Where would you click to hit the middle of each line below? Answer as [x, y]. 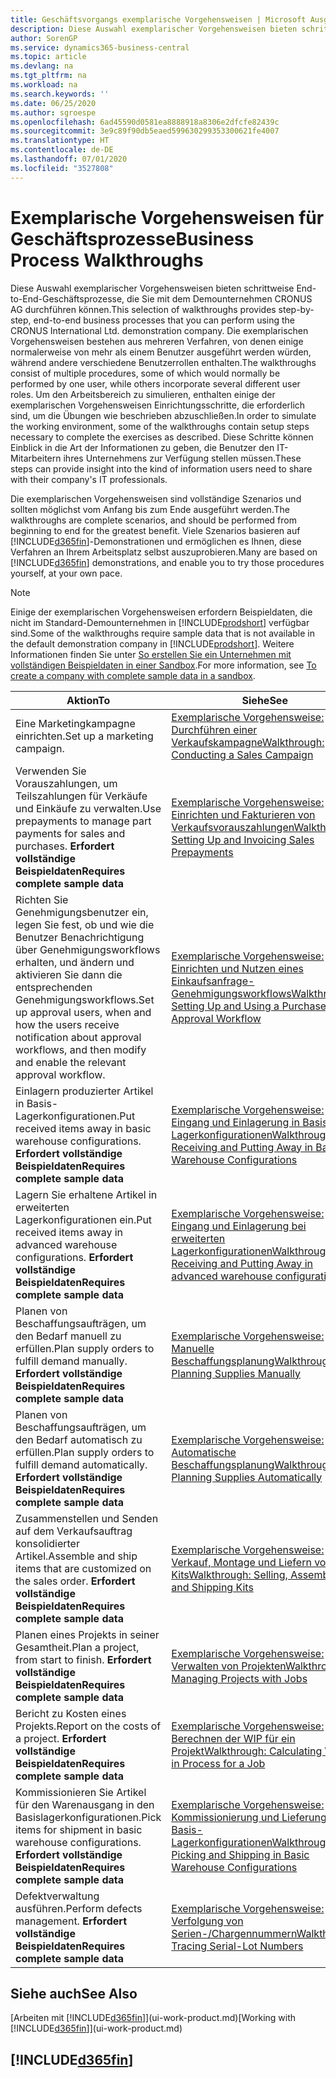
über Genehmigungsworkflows [88, 949]
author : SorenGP [44, 38]
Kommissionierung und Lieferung [249, 1817]
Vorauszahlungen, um [66, 783]
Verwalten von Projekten [228, 1666]
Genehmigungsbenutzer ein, [82, 912]
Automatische [204, 1452]
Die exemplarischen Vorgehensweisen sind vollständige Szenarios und [156, 498]
